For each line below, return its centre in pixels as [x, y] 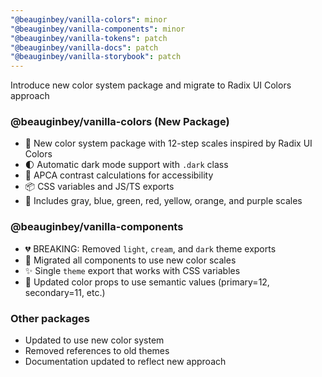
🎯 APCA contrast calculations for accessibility [119, 175]
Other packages [50, 318]
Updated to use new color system [94, 340]
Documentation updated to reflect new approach [125, 362]
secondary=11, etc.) [65, 292]
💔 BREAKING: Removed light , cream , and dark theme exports [150, 248]
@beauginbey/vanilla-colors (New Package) [120, 122]
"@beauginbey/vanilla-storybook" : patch [96, 57]
